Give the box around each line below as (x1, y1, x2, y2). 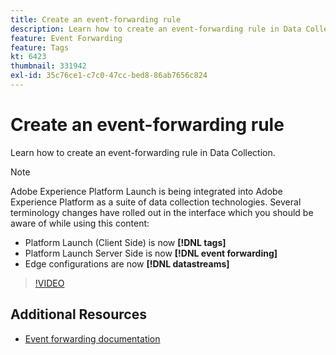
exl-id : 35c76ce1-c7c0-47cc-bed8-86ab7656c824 (10, 71, 208, 81)
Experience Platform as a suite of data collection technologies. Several (10, 196, 302, 208)
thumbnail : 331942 (10, 61, 87, 71)
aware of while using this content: (10, 217, 150, 229)
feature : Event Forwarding (10, 33, 123, 43)
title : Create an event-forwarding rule (10, 14, 182, 25)
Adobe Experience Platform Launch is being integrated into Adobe (10, 185, 283, 197)
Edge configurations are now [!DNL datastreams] (24, 257, 230, 270)
